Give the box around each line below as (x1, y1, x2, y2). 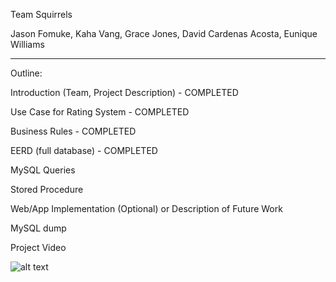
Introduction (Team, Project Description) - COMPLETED (10, 87, 239, 98)
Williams (10, 39, 45, 50)
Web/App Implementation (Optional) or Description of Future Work (10, 203, 283, 214)
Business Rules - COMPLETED (10, 125, 137, 137)
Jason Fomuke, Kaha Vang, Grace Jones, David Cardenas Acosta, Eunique (10, 28, 318, 39)
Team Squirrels (10, 9, 73, 20)
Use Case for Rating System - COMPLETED (10, 106, 190, 118)
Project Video (10, 242, 67, 253)
